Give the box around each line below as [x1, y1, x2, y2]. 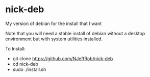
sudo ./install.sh [12, 66, 46, 72]
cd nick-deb [12, 61, 38, 67]
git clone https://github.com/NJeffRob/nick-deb [12, 55, 113, 62]
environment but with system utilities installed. [5, 36, 103, 42]
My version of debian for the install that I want [5, 20, 102, 27]
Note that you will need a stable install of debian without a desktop [5, 30, 145, 36]
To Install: [5, 45, 26, 52]
